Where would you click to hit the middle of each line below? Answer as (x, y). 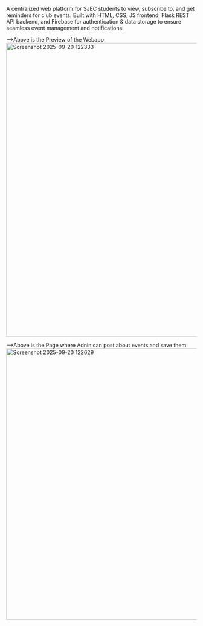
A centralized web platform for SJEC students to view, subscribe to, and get (101, 9)
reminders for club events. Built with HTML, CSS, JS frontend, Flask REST (98, 15)
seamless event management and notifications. (65, 28)
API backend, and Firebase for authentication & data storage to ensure (94, 21)
